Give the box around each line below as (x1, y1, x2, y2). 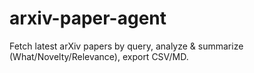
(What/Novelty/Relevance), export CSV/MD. (9, 50, 189, 62)
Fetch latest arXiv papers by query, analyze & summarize (9, 40, 244, 52)
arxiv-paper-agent (9, 7, 167, 30)
